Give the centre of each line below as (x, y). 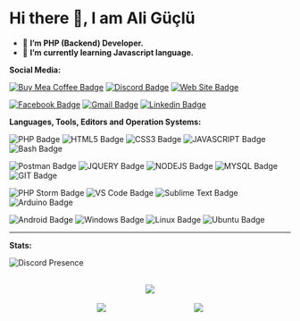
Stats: (21, 245)
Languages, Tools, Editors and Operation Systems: (105, 122)
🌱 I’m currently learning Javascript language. (108, 52)
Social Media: (35, 70)
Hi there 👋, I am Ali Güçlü (102, 18)
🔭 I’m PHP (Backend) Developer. (83, 43)
